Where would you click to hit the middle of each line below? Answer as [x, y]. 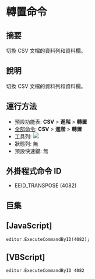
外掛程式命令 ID [34, 171]
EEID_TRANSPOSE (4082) [45, 186]
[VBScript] [26, 258]
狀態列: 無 [26, 144]
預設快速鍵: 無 [31, 151]
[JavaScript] [29, 226]
